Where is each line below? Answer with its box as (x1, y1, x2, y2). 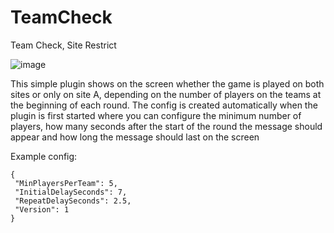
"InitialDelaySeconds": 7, (14, 187, 128, 197)
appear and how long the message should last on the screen (10, 131, 260, 143)
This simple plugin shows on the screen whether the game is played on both (10, 77, 325, 90)
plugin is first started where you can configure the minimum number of (10, 109, 302, 121)
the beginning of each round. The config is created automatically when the (10, 99, 318, 111)
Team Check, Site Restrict (10, 39, 117, 51)
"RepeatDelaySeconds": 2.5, (14, 196, 132, 206)
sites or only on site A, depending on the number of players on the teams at (10, 88, 322, 100)
